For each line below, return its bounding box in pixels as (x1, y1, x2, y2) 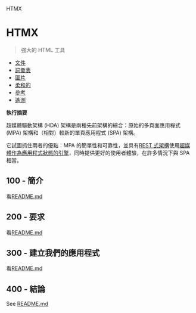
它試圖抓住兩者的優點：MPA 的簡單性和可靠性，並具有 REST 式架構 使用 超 (6, 141, 185, 148)
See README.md (6, 300, 49, 308)
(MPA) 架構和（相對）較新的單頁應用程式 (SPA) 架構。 (6, 129, 139, 136)
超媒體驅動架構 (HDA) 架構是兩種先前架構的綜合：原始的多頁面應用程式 (6, 122, 181, 129)
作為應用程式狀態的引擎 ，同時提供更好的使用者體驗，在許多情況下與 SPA (11, 149, 190, 156)
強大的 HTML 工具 (20, 46, 66, 53)
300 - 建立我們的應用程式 (6, 247, 100, 258)
